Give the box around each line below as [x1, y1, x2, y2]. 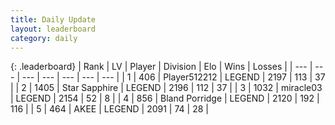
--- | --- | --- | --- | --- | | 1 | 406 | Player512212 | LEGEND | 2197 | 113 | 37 [21, 71, 326, 83]
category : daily [10, 33, 78, 43]
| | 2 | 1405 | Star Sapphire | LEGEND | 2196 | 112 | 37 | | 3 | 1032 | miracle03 [10, 82, 323, 94]
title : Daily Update [10, 14, 97, 25]
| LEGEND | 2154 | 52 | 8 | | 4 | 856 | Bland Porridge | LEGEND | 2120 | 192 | [10, 92, 320, 105]
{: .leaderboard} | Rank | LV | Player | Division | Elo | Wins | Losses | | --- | [10, 61, 313, 73]
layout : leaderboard [10, 24, 97, 34]
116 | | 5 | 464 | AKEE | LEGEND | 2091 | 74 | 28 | [10, 103, 209, 115]
